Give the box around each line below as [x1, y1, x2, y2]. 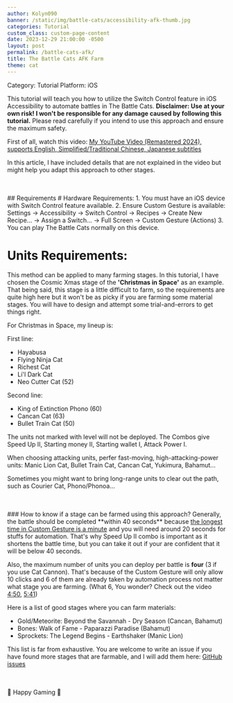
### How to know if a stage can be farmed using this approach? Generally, [7, 510, 222, 518]
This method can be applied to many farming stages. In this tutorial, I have [7, 270, 219, 279]
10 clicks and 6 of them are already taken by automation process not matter [7, 574, 223, 584]
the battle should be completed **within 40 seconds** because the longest [7, 517, 223, 525]
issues [7, 659, 26, 668]
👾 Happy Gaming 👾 [7, 688, 62, 696]
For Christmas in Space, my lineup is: [7, 321, 114, 329]
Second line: [7, 390, 43, 399]
